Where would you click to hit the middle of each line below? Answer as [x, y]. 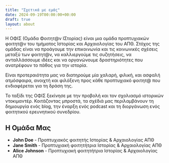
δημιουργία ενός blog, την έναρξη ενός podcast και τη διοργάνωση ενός [83, 106]
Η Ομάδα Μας [28, 128]
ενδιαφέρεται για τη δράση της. [39, 86]
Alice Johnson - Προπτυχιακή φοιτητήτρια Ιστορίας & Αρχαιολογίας [85, 151]
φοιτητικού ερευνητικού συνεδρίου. [43, 112]
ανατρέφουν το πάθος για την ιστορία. [46, 65]
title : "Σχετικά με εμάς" [32, 10]
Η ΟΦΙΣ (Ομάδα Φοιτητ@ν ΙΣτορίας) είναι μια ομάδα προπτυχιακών [77, 38]
